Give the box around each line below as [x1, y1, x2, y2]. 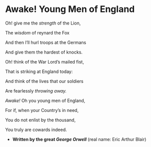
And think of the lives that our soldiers [5, 78, 83, 84]
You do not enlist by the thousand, [5, 116, 76, 123]
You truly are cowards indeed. [5, 126, 67, 132]
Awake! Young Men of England [5, 3, 135, 15]
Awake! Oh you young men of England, [5, 97, 85, 103]
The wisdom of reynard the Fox [5, 29, 70, 35]
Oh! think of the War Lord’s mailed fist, [5, 58, 84, 64]
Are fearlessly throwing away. [5, 87, 67, 93]
